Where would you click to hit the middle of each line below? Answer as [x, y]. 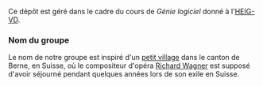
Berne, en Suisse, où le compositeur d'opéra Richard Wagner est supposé [129, 65]
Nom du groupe [39, 40]
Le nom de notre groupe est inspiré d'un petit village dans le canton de [124, 58]
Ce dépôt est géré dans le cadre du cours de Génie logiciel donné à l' [122, 11]
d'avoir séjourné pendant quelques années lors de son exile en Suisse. [124, 74]
